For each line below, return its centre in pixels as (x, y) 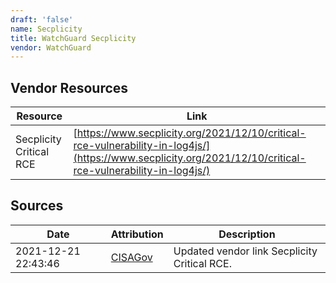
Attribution (137, 234)
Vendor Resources (69, 87)
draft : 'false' (42, 19)
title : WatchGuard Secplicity (73, 38)
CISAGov (131, 257)
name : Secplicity (46, 29)
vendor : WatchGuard (51, 47)
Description (247, 234)
